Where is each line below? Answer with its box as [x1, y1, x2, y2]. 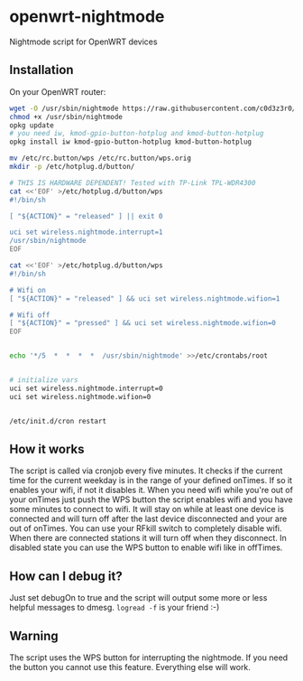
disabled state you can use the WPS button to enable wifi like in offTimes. [9, 542, 283, 553]
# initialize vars [9, 376, 78, 385]
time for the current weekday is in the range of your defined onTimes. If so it [9, 475, 293, 486]
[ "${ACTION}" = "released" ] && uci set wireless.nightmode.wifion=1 [9, 294, 280, 303]
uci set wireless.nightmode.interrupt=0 [9, 384, 164, 393]
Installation [9, 62, 74, 78]
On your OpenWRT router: [9, 86, 106, 97]
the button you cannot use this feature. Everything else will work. [9, 661, 251, 672]
